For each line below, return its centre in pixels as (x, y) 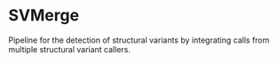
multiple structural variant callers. (69, 49)
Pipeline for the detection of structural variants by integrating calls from (139, 40)
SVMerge (44, 16)
